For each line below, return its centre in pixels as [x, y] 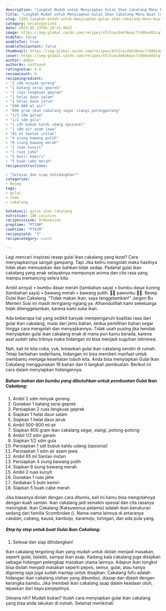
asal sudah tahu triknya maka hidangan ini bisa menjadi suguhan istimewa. [81, 339]
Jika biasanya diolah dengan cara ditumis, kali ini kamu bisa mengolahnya [81, 497]
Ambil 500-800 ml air [34, 424]
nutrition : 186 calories [31, 216]
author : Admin [20, 60]
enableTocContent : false [31, 46]
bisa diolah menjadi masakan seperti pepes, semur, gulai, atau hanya [75, 567]
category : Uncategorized [31, 23]
